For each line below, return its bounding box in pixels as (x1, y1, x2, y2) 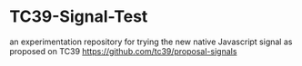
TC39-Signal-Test (9, 6, 148, 27)
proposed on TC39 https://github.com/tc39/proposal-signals (9, 45, 237, 56)
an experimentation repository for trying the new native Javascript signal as (9, 36, 293, 47)
